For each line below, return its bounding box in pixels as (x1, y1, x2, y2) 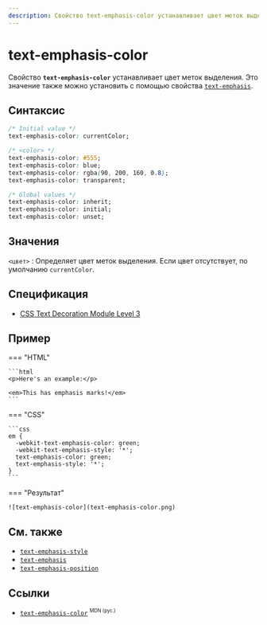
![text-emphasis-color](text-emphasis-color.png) (8, 503, 176, 512)
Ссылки (8, 586, 50, 600)
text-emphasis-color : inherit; (8, 198, 112, 206)
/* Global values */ (8, 190, 77, 199)
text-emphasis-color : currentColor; (8, 132, 130, 140)
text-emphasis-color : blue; (8, 161, 102, 170)
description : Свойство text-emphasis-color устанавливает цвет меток (8, 11, 244, 20)
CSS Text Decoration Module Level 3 (19, 308, 141, 318)
